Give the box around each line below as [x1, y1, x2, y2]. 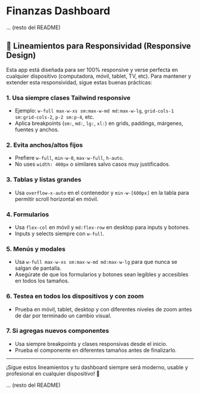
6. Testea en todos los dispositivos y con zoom [6, 292, 144, 301]
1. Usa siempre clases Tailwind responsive [6, 93, 131, 102]
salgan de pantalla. [14, 264, 61, 272]
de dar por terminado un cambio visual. [14, 312, 112, 319]
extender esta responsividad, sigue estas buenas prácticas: [6, 78, 153, 86]
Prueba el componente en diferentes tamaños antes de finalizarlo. [14, 346, 177, 354]
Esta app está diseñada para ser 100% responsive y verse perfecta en [6, 66, 179, 73]
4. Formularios [6, 210, 49, 218]
